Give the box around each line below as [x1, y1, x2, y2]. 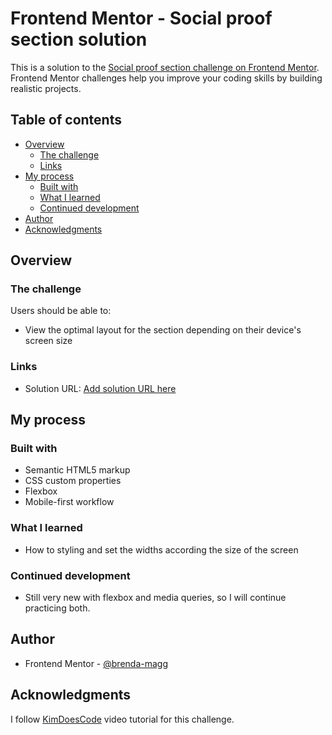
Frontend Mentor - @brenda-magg [24, 657, 168, 669]
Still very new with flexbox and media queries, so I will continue [24, 592, 287, 604]
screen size [24, 335, 73, 347]
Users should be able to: [10, 305, 112, 317]
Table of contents [10, 112, 122, 129]
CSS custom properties [24, 475, 122, 487]
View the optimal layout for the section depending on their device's [24, 324, 302, 336]
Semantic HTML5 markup [24, 464, 131, 476]
